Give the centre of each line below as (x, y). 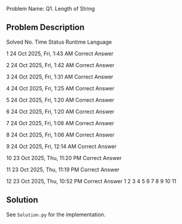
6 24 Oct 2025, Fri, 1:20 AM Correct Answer (60, 111)
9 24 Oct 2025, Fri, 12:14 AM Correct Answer (61, 146)
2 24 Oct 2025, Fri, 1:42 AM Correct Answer (60, 65)
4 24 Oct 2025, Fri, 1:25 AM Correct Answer (60, 88)
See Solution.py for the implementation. (56, 214)
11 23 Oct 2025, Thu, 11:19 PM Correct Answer (63, 169)
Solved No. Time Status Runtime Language (59, 42)
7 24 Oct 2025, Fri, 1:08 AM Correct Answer (60, 123)
